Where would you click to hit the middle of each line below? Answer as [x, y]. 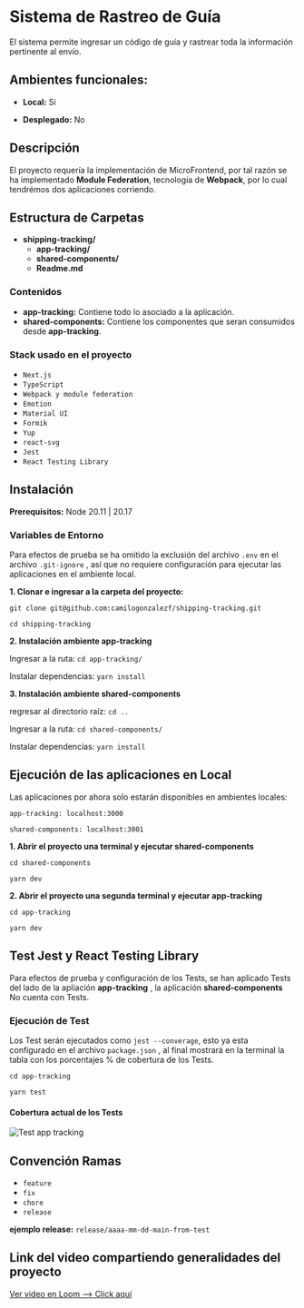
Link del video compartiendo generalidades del [145, 1258]
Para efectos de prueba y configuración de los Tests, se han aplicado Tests [150, 978]
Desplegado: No [54, 119]
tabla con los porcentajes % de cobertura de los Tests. [112, 1060]
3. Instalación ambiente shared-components [95, 694]
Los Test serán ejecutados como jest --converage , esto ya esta [129, 1040]
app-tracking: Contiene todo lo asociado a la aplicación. [128, 311]
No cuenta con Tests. [49, 997]
